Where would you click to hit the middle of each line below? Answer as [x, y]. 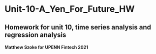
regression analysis [35, 35]
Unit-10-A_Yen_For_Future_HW [70, 9]
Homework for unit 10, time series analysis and [78, 27]
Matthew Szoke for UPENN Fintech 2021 [47, 47]
